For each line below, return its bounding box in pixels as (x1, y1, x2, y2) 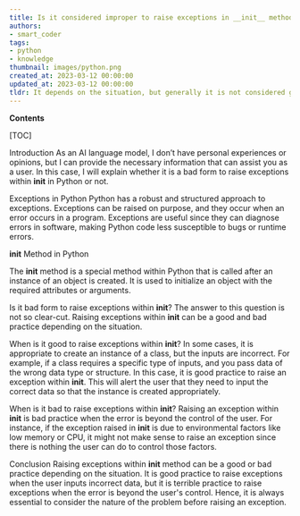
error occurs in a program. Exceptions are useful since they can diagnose (9, 212, 279, 223)
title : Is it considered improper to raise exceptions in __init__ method (9, 13, 294, 22)
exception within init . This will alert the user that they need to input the (9, 376, 269, 387)
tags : (9, 38, 29, 47)
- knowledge (9, 55, 54, 63)
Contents (9, 113, 45, 123)
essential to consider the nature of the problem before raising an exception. (9, 496, 287, 507)
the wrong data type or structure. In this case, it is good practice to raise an (9, 367, 287, 377)
